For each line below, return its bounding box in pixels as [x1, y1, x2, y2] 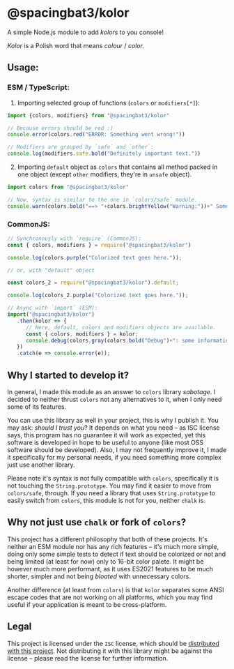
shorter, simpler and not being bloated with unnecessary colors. [7, 572, 192, 580]
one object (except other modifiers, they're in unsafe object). [17, 170, 192, 179]
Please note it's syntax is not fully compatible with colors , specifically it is [7, 474, 219, 482]
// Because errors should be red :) [7, 124, 114, 132]
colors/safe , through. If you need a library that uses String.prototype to [7, 488, 216, 497]
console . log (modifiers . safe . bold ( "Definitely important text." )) [7, 150, 201, 158]
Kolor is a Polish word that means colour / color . [7, 41, 145, 50]
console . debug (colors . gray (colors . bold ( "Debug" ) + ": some [25, 337, 195, 344]
